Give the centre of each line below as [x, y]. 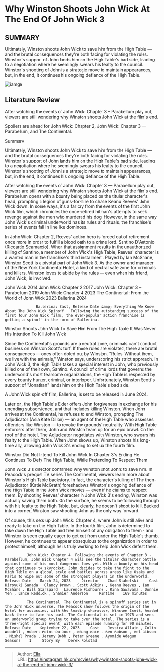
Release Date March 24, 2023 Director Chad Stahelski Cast [82, 581]
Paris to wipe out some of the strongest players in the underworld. [77, 576]
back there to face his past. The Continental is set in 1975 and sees [79, 615]
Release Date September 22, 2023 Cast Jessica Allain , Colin [81, 628]
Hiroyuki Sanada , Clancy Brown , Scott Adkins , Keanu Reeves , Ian [77, 585]
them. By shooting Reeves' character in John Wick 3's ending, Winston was [81, 495]
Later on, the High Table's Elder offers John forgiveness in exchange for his [81, 404]
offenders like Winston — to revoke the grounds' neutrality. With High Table [81, 424]
